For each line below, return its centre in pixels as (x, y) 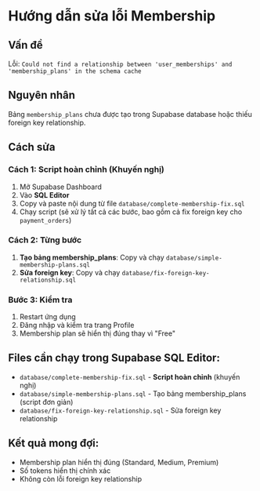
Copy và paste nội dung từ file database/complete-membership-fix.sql (132, 203)
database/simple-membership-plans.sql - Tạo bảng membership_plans (133, 393)
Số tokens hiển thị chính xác (65, 471)
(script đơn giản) (46, 402)
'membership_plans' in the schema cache (75, 71)
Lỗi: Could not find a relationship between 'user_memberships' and (120, 64)
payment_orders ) (45, 220)
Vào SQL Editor (44, 195)
